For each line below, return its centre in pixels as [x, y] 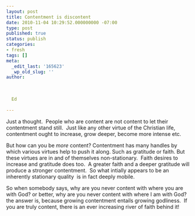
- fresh [16, 50]
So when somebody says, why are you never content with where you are [95, 188]
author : [16, 77]
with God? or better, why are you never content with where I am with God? [97, 194]
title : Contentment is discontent [49, 17]
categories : [21, 45]
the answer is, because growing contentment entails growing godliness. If [97, 200]
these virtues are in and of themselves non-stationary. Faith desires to [92, 158]
